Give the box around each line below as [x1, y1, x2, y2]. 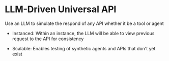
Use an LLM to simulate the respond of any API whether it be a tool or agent [5, 20, 164, 26]
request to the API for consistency [12, 36, 84, 42]
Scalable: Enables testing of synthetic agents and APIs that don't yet [12, 45, 156, 51]
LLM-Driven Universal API [5, 4, 117, 15]
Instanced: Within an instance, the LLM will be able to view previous [12, 30, 155, 36]
